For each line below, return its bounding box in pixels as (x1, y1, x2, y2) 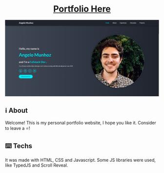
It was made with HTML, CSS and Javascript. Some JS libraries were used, (5, 157, 156, 163)
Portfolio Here (53, 3, 111, 15)
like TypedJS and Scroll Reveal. (5, 162, 68, 168)
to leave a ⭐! (5, 125, 30, 131)
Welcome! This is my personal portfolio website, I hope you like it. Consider (5, 120, 156, 126)
